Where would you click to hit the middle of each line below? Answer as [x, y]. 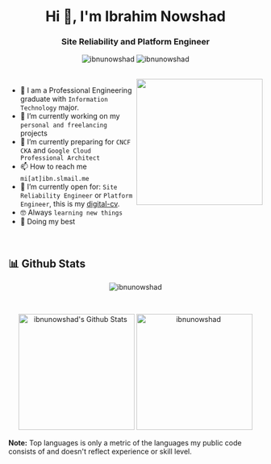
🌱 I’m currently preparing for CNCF [75, 142]
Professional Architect [60, 158]
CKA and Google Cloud [55, 150]
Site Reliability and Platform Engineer [135, 42]
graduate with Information [64, 99]
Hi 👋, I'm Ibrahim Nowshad [135, 17]
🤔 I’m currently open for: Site [69, 187]
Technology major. [49, 107]
